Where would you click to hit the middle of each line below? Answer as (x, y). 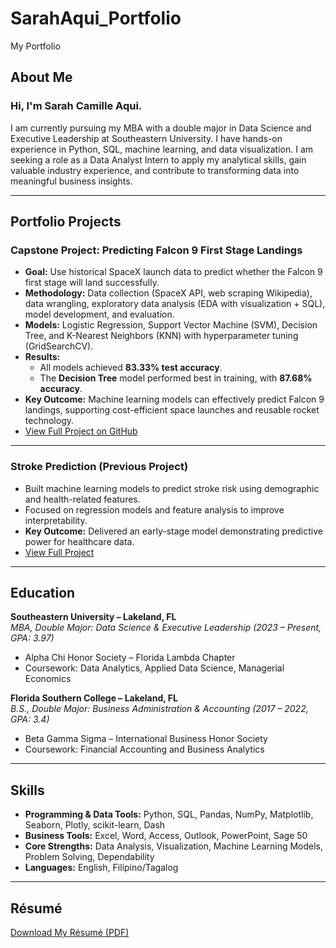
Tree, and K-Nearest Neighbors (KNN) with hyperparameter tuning (161, 336)
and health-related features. (82, 499)
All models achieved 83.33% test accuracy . (131, 368)
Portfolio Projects (66, 222)
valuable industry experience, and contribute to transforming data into (155, 170)
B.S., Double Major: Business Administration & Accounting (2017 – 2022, (159, 709)
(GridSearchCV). (59, 346)
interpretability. (56, 520)
